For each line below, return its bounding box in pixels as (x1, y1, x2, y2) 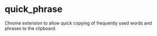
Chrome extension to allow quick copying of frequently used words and (4, 20, 152, 26)
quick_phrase (4, 3, 63, 15)
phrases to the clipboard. (4, 25, 56, 31)
